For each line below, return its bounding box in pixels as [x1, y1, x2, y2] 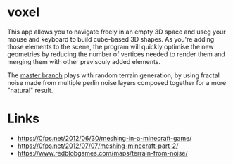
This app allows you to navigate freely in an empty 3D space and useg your [7, 27, 227, 36]
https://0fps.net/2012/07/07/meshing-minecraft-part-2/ [17, 141, 179, 150]
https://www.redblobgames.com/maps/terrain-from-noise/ [17, 149, 188, 157]
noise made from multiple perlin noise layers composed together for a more [7, 78, 227, 87]
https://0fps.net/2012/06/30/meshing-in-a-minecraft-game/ [17, 134, 192, 142]
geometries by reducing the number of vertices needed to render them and [7, 50, 225, 58]
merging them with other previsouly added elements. [7, 57, 160, 65]
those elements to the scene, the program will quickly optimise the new [7, 42, 214, 51]
